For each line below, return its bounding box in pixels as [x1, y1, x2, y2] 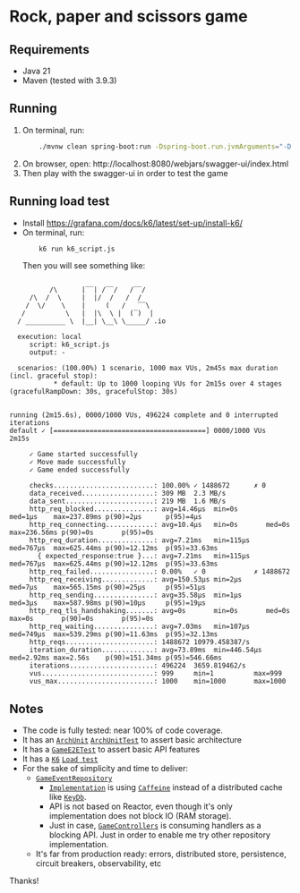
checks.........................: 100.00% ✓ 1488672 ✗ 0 [29, 481, 267, 490]
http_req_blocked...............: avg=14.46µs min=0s [29, 505, 239, 514]
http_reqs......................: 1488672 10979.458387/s [29, 638, 251, 647]
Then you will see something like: [21, 260, 146, 271]
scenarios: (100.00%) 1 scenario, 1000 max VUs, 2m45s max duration [17, 364, 279, 373]
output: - [29, 348, 66, 357]
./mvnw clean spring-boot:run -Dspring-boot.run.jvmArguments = [39, 141, 279, 151]
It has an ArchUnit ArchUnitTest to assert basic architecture [21, 735, 242, 745]
